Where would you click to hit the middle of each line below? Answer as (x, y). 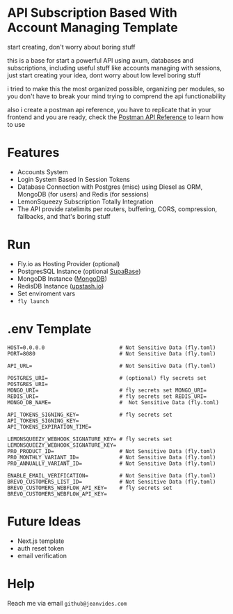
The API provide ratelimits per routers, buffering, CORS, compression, (117, 209)
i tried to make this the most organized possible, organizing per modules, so (116, 89)
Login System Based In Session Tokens (73, 179)
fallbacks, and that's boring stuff (64, 216)
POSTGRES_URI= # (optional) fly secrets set (107, 378)
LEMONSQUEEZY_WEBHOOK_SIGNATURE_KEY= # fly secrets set (90, 439)
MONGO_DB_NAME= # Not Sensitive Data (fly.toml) (113, 402)
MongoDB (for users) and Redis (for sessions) (83, 194)
